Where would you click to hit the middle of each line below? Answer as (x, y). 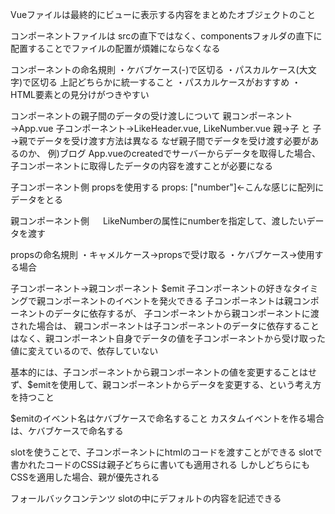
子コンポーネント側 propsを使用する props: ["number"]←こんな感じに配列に (167, 187)
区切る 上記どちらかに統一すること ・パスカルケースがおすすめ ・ (166, 82)
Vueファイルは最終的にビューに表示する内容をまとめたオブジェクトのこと (163, 14)
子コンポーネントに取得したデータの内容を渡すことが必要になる (141, 166)
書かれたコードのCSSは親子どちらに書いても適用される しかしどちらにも (160, 464)
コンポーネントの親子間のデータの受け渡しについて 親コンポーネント (151, 116)
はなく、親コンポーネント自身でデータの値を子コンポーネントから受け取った (168, 338)
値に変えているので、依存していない (84, 351)
